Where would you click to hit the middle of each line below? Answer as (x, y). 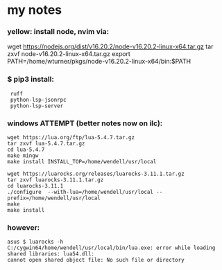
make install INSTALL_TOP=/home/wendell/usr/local (82, 162)
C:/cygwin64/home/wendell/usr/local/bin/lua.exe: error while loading (111, 248)
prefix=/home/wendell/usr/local (54, 198)
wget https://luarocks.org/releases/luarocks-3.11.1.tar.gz (96, 174)
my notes (35, 10)
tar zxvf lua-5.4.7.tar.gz (46, 144)
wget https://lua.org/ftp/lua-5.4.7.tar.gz (71, 138)
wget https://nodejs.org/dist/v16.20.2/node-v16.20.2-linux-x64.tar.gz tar (110, 46)
